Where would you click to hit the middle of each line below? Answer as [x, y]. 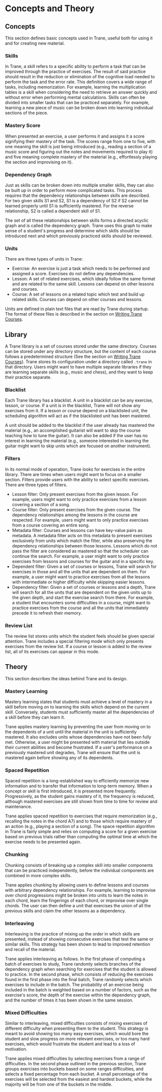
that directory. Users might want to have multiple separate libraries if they [78, 367]
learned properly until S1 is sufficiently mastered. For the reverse [69, 206]
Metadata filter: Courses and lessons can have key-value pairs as [77, 530]
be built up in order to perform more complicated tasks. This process [74, 190]
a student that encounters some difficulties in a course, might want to [81, 602]
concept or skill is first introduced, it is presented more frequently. [71, 791]
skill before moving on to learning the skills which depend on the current [77, 707]
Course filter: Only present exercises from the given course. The [76, 510]
